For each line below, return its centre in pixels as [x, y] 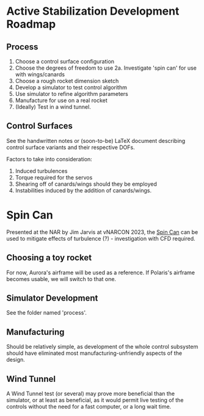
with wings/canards [40, 74]
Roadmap [31, 24]
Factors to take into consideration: [49, 159]
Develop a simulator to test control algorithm [71, 87]
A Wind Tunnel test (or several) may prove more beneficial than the [91, 393]
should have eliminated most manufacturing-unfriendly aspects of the [94, 353]
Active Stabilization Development [93, 11]
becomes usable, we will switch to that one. [61, 279]
